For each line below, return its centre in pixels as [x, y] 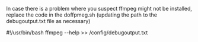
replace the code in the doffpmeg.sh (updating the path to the [82, 15]
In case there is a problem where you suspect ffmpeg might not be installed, [99, 9]
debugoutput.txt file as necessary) [48, 21]
